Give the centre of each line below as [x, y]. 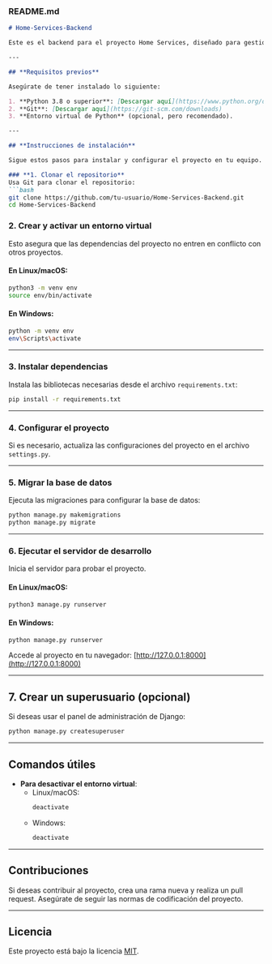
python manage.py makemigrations [65, 515]
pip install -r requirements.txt [65, 399]
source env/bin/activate [50, 295]
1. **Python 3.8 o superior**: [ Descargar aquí [90, 101]
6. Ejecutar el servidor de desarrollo [80, 551]
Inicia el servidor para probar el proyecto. [77, 568]
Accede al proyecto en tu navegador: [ [72, 655]
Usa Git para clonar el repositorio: [72, 182]
